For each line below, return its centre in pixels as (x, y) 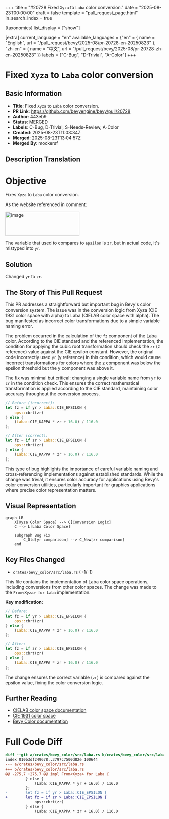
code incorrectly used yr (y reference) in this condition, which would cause (83, 357)
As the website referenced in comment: (46, 204)
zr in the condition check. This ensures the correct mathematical (72, 383)
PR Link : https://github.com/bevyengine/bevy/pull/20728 (71, 111)
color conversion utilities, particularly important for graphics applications (80, 485)
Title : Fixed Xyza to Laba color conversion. (56, 106)
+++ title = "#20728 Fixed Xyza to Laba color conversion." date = (72, 7)
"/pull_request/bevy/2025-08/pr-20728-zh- (118, 49)
